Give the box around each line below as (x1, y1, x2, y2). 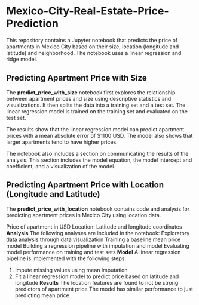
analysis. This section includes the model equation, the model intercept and (6, 156, 192, 164)
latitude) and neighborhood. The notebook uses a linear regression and (6, 49, 182, 56)
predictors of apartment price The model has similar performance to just (14, 285, 193, 292)
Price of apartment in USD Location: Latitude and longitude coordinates (6, 223, 182, 230)
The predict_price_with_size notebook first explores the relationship (6, 88, 176, 96)
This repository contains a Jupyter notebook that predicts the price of (6, 36, 178, 44)
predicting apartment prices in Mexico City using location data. (6, 211, 161, 218)
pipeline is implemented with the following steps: (6, 255, 127, 262)
